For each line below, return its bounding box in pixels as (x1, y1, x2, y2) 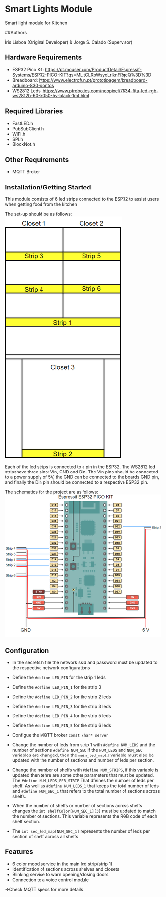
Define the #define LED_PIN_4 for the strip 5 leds (12, 712, 111, 718)
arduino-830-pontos (12, 82, 54, 88)
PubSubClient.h (12, 125, 44, 132)
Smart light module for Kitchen (5, 20, 68, 26)
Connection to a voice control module (12, 877, 89, 883)
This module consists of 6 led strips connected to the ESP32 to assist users (5, 196, 159, 202)
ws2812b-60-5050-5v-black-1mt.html (12, 93, 90, 98)
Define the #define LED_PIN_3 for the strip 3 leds (12, 703, 111, 709)
